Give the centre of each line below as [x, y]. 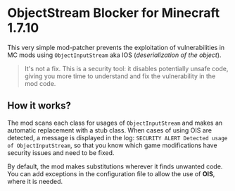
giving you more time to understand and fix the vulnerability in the [120, 76]
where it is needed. [35, 181]
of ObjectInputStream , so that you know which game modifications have [112, 145]
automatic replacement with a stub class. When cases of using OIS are [110, 130]
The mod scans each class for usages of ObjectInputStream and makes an [115, 123]
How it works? [39, 106]
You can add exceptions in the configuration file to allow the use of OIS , [111, 173]
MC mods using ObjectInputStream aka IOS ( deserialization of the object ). [114, 55]
